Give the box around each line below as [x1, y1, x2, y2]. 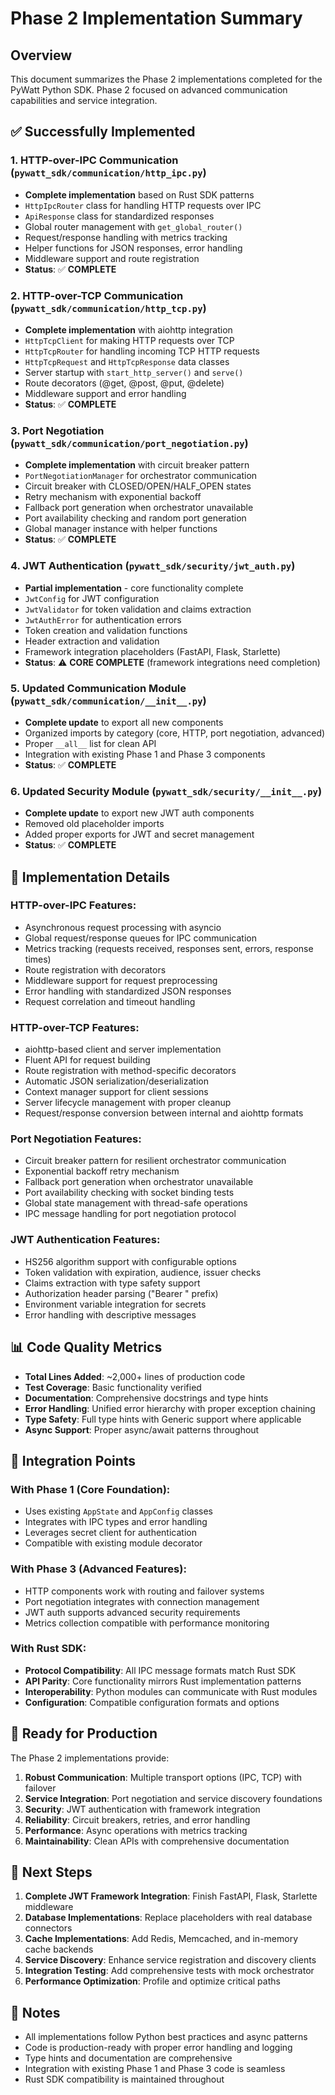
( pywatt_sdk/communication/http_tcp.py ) [10, 301, 207, 315]
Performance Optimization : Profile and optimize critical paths [24, 1975, 281, 1987]
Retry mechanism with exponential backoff [24, 491, 202, 503]
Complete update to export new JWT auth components [24, 807, 255, 819]
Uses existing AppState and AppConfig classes [24, 1505, 213, 1517]
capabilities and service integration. [10, 95, 158, 106]
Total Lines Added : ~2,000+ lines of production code [24, 1370, 246, 1382]
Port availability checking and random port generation [24, 512, 247, 524]
